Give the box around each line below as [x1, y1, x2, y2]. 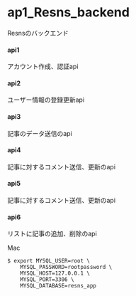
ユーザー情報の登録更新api [7, 95, 85, 104]
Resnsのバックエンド [7, 28, 69, 37]
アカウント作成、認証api [7, 62, 79, 71]
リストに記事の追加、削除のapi [7, 229, 97, 238]
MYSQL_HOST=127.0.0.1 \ [20, 270, 91, 277]
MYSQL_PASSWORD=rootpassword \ [20, 264, 113, 271]
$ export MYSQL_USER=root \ [7, 258, 91, 265]
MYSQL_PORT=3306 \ [20, 276, 74, 283]
